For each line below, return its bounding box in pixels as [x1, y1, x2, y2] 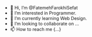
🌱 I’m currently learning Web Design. [10, 15, 87, 21]
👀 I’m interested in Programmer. [10, 10, 77, 16]
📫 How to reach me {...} [10, 26, 62, 32]
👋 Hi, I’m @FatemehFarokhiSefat [10, 5, 78, 10]
